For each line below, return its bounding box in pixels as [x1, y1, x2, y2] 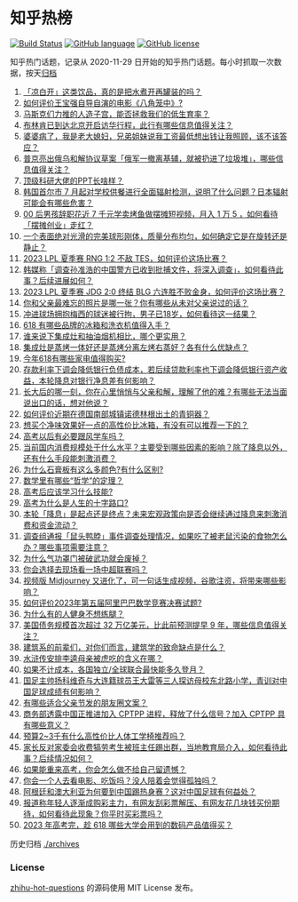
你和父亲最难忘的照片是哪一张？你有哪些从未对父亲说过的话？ [22, 297, 249, 307]
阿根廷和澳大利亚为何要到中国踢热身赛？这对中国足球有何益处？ [22, 786, 256, 796]
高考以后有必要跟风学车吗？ [22, 430, 125, 441]
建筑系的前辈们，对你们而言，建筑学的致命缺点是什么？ [22, 642, 225, 652]
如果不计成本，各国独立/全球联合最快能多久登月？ [22, 664, 205, 675]
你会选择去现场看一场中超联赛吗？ [22, 563, 148, 574]
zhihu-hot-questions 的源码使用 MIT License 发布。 [10, 882, 199, 893]
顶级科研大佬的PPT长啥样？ [22, 175, 124, 186]
